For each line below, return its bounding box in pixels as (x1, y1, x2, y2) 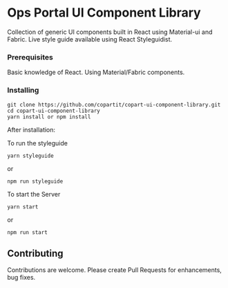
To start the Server (7, 190, 61, 198)
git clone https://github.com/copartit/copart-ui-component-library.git (7, 101, 221, 108)
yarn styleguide (7, 152, 54, 159)
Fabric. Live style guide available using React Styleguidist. (7, 35, 173, 43)
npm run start (7, 228, 48, 236)
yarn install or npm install (7, 113, 91, 120)
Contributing (7, 247, 64, 259)
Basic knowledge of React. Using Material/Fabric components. (7, 68, 185, 77)
